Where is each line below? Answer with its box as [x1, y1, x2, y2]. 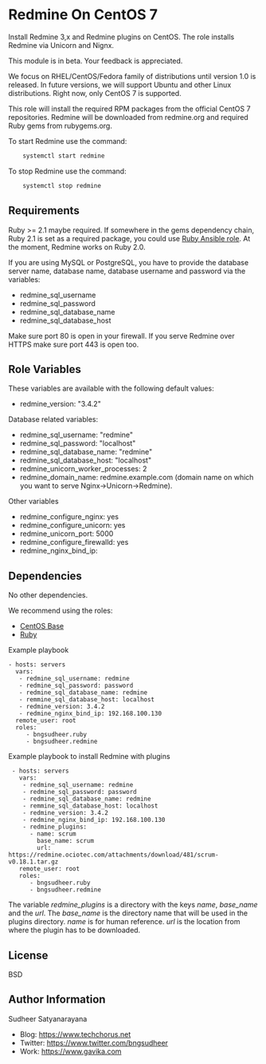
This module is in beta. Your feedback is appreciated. [8, 56, 183, 66]
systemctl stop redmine [22, 181, 102, 189]
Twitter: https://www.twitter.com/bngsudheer [19, 1038, 169, 1047]
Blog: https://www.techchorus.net [19, 1029, 131, 1039]
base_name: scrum [37, 837, 94, 845]
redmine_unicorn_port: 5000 [19, 529, 114, 538]
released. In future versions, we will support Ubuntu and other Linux [8, 80, 232, 89]
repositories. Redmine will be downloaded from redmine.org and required [8, 112, 248, 121]
